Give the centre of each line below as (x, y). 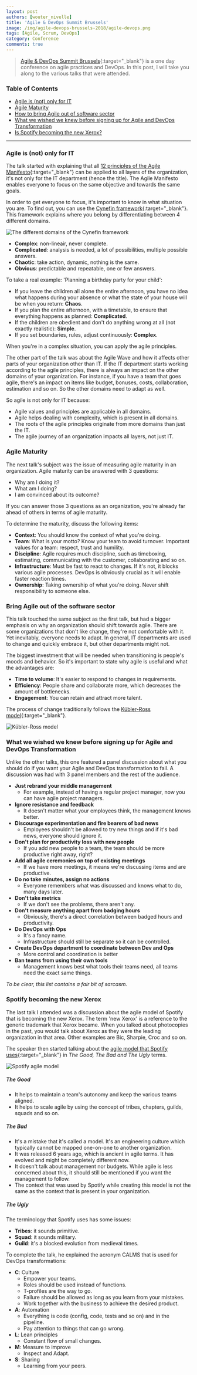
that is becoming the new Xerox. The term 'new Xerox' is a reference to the (97, 1018)
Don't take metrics (38, 898)
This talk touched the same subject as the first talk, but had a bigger (89, 619)
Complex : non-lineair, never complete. (61, 243)
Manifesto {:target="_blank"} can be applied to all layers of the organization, (97, 172)
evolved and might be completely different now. (72, 1160)
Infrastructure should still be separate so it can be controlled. (97, 941)
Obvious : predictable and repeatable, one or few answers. (85, 269)
